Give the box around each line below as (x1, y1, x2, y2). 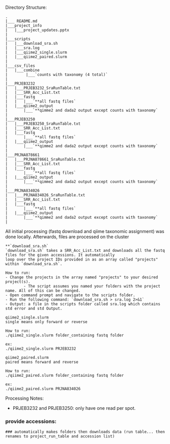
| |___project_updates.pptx (5, 28, 70, 33)
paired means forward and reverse (5, 359, 79, 364)
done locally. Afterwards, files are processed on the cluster (5, 234, 129, 240)
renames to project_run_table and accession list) (5, 434, 115, 439)
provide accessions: (5, 417, 57, 425)
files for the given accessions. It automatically (5, 252, 115, 257)
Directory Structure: (5, 5, 47, 10)
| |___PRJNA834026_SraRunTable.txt (5, 193, 86, 198)
